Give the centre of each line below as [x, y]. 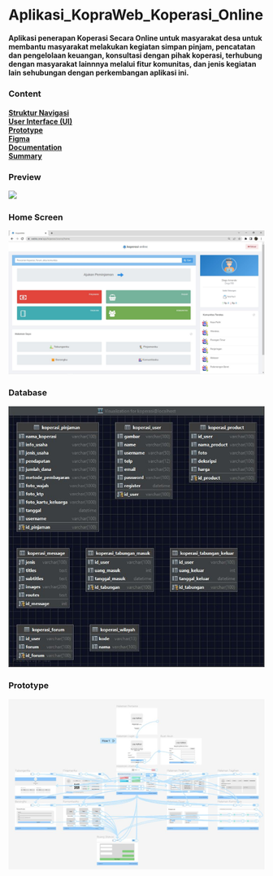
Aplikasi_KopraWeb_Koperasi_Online [136, 15]
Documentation [35, 147]
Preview [25, 177]
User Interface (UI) [41, 122]
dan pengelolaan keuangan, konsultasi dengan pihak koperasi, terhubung [135, 55]
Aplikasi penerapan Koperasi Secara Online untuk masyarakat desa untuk [135, 37]
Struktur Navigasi [39, 113]
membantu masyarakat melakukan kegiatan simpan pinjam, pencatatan [132, 46]
